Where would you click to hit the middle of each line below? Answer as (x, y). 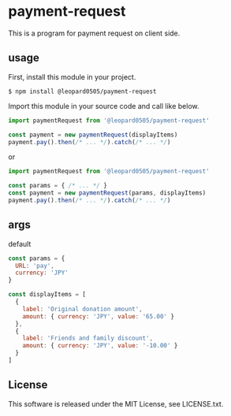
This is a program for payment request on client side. (94, 33)
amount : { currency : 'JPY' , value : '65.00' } (99, 316)
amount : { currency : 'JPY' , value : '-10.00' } (100, 346)
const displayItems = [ (47, 295)
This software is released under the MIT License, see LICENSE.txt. (116, 403)
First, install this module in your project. (72, 76)
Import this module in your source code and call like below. (104, 106)
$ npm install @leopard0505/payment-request (82, 91)
